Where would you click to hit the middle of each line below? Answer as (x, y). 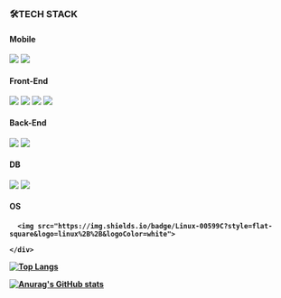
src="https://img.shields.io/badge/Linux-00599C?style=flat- (155, 226)
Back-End (28, 122)
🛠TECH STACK (44, 14)
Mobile (23, 39)
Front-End (29, 80)
